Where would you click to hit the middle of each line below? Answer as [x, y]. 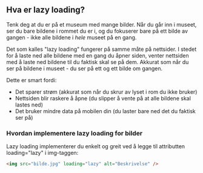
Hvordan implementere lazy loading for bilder [75, 133]
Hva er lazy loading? [46, 10]
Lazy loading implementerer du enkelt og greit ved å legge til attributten [96, 146]
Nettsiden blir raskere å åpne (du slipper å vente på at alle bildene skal [103, 98]
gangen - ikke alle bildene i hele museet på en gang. [72, 37]
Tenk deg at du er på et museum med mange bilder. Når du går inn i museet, [101, 24]
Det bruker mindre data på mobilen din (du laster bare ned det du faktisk [105, 111]
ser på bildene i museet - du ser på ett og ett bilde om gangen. [85, 68]
